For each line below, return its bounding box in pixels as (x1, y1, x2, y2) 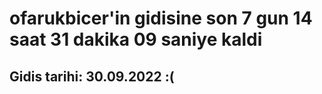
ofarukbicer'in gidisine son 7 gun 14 (9, 7, 313, 30)
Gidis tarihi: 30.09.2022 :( (9, 68, 175, 85)
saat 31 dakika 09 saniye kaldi (9, 28, 263, 51)
